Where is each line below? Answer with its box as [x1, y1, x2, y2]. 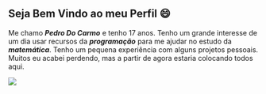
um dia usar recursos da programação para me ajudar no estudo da [8, 36, 232, 46]
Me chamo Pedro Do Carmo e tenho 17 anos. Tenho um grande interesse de [8, 28, 258, 37]
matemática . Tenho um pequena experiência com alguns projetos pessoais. [8, 44, 259, 55]
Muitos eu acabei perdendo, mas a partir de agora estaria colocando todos [8, 53, 253, 62]
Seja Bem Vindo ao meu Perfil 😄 [8, 7, 171, 21]
